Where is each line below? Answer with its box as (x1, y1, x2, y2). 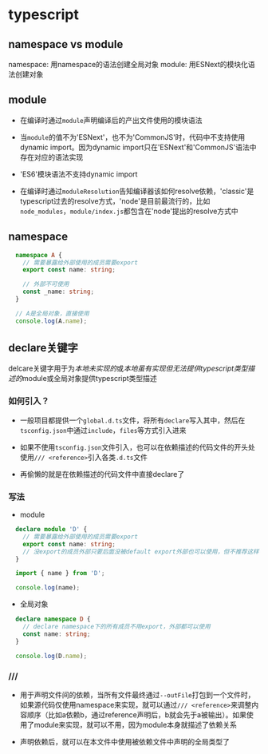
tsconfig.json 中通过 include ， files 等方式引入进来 (19, 425, 187, 435)
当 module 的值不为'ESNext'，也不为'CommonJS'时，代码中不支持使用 (19, 132, 246, 141)
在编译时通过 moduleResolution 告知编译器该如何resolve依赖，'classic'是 (19, 186, 254, 196)
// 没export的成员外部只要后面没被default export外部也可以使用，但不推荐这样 (22, 547, 259, 556)
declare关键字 (8, 341, 78, 355)
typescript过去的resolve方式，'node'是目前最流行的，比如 (19, 196, 211, 205)
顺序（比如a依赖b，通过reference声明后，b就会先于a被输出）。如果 (26, 709, 247, 720)
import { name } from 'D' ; (15, 569, 105, 577)
